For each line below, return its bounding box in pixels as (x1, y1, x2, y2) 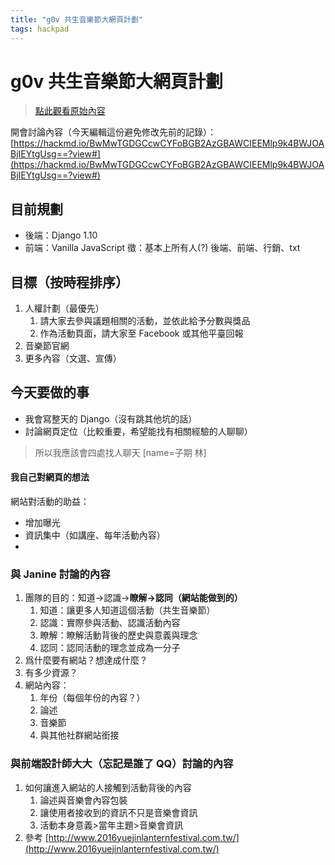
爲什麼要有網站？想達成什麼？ (24, 654, 148, 666)
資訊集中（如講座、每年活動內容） (24, 529, 166, 541)
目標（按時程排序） (10, 274, 129, 291)
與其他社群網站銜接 (39, 729, 120, 741)
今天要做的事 (10, 384, 90, 401)
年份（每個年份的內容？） (39, 692, 146, 704)
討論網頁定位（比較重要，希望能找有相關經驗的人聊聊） (24, 425, 253, 437)
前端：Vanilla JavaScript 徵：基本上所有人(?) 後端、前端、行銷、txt (24, 242, 301, 254)
